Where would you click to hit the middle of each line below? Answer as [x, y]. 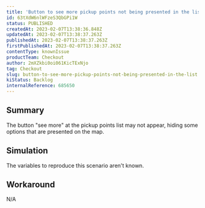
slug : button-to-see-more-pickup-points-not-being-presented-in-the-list [102, 74]
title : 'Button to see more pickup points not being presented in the [98, 12]
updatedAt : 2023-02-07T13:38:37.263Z [54, 35]
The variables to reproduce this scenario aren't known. [75, 165]
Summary [25, 110]
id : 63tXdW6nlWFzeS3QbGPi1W [42, 18]
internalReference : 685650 [41, 86]
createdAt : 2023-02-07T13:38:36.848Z [54, 29]
